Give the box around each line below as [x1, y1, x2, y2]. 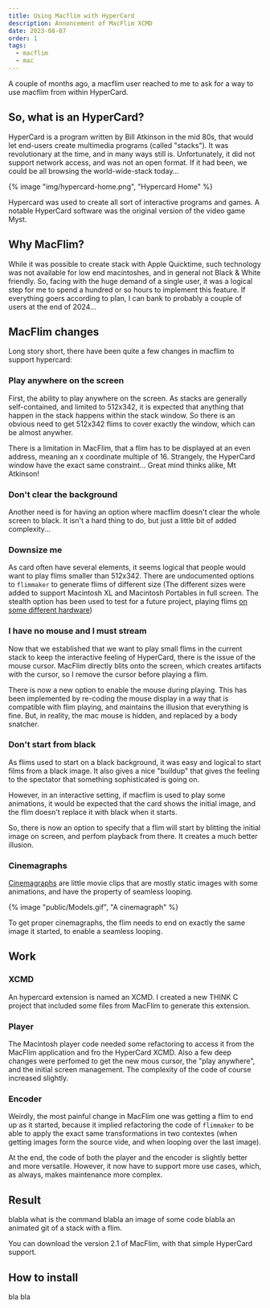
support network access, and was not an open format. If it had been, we [8, 158, 247, 167]
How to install [8, 1270, 79, 1284]
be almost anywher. [8, 427, 74, 437]
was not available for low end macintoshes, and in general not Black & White [8, 267, 261, 278]
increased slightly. [8, 1073, 69, 1083]
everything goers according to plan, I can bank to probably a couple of [8, 293, 243, 302]
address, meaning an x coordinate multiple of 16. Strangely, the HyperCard [8, 451, 256, 461]
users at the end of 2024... [8, 302, 96, 311]
